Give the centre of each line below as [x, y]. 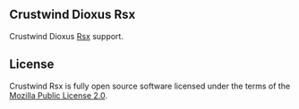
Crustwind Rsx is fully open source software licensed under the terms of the [150, 86]
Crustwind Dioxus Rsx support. [66, 36]
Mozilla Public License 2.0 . [59, 95]
